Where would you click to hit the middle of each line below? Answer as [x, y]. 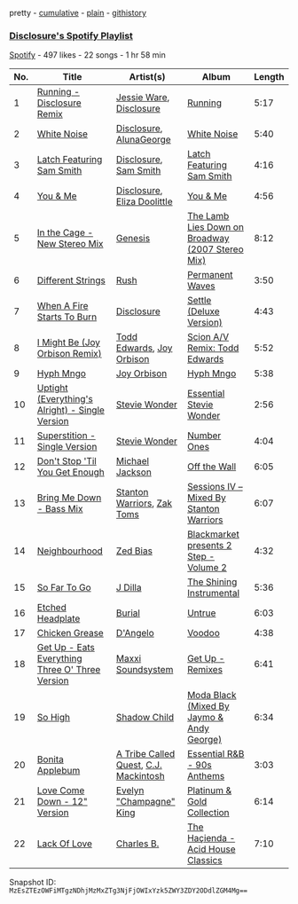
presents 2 [210, 546]
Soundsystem [145, 670]
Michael [132, 461]
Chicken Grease [70, 633]
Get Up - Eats [66, 648]
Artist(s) [147, 77]
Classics [205, 861]
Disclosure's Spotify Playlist [71, 35]
